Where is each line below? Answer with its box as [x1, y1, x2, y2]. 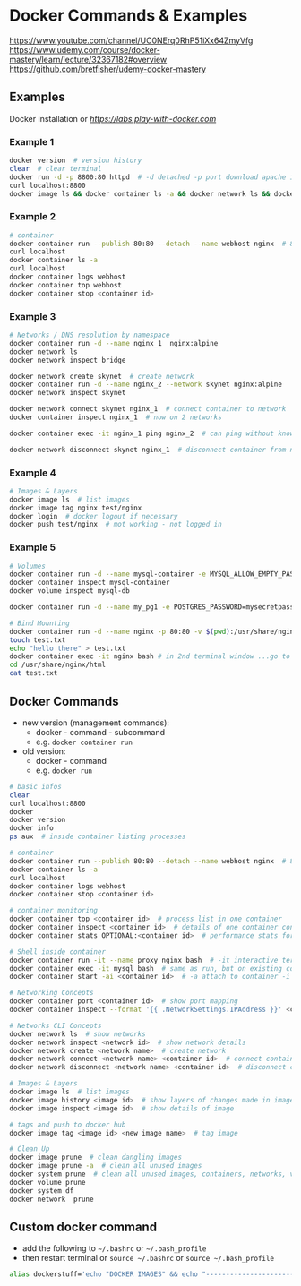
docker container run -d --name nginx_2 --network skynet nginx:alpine [9, 380, 282, 390]
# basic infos [9, 782, 63, 791]
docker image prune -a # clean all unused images [9, 1162, 202, 1170]
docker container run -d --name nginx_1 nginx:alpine [9, 339, 219, 347]
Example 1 [9, 135, 55, 148]
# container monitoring [9, 906, 99, 915]
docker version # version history [9, 156, 142, 166]
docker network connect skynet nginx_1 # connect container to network [9, 405, 287, 414]
